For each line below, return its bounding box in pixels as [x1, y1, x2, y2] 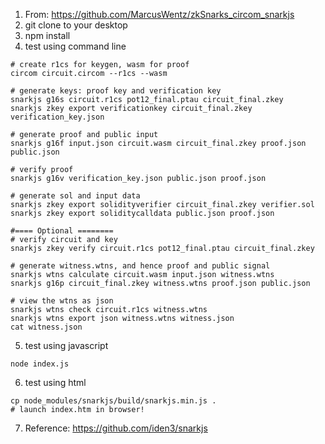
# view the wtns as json [10, 296, 114, 306]
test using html [24, 377, 87, 388]
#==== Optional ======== [10, 226, 114, 236]
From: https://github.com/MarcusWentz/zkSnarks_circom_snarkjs [24, 9, 295, 20]
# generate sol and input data [10, 191, 141, 201]
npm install [24, 30, 71, 41]
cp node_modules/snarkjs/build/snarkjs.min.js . [10, 396, 217, 406]
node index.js [10, 359, 70, 369]
